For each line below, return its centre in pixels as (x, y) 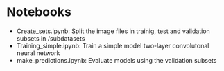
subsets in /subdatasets (51, 38)
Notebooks (39, 12)
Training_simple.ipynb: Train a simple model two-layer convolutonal (113, 45)
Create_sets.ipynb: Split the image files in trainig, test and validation (113, 31)
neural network (38, 53)
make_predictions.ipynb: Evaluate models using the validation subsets (117, 60)
